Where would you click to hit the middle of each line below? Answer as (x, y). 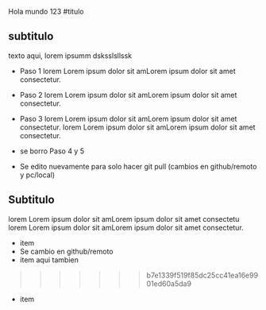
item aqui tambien (49, 260)
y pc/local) (37, 175)
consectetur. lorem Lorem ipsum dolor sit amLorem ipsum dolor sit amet (137, 127)
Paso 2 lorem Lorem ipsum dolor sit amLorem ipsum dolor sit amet (128, 95)
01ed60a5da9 (169, 283)
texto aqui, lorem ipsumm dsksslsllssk (70, 56)
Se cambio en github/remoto (66, 251)
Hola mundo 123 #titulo (46, 12)
